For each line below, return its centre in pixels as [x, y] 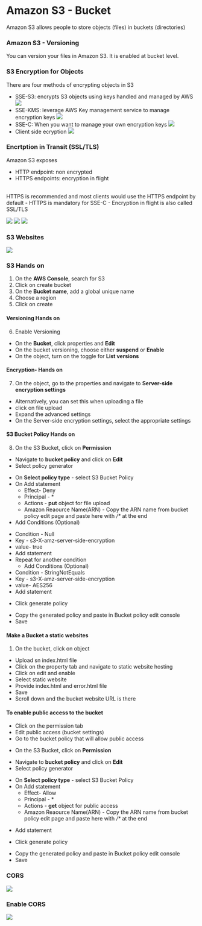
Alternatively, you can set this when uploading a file [79, 401]
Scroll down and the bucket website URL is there [75, 699]
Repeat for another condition [51, 560]
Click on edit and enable [45, 673]
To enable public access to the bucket [55, 713]
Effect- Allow [40, 793]
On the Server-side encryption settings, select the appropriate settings [103, 420]
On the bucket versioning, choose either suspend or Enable [90, 350]
